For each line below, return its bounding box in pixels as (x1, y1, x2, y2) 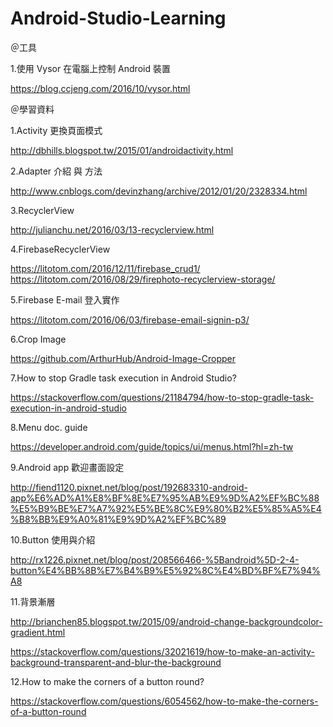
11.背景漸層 (10, 595, 56, 607)
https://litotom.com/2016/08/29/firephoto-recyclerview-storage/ (10, 273, 276, 285)
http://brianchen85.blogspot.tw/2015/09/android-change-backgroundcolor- (10, 615, 323, 627)
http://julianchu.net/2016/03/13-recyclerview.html (10, 223, 215, 236)
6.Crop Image (10, 333, 67, 345)
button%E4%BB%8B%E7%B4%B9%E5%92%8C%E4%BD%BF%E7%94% (10, 564, 321, 576)
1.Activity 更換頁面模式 (10, 124, 103, 136)
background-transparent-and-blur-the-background (10, 656, 222, 668)
